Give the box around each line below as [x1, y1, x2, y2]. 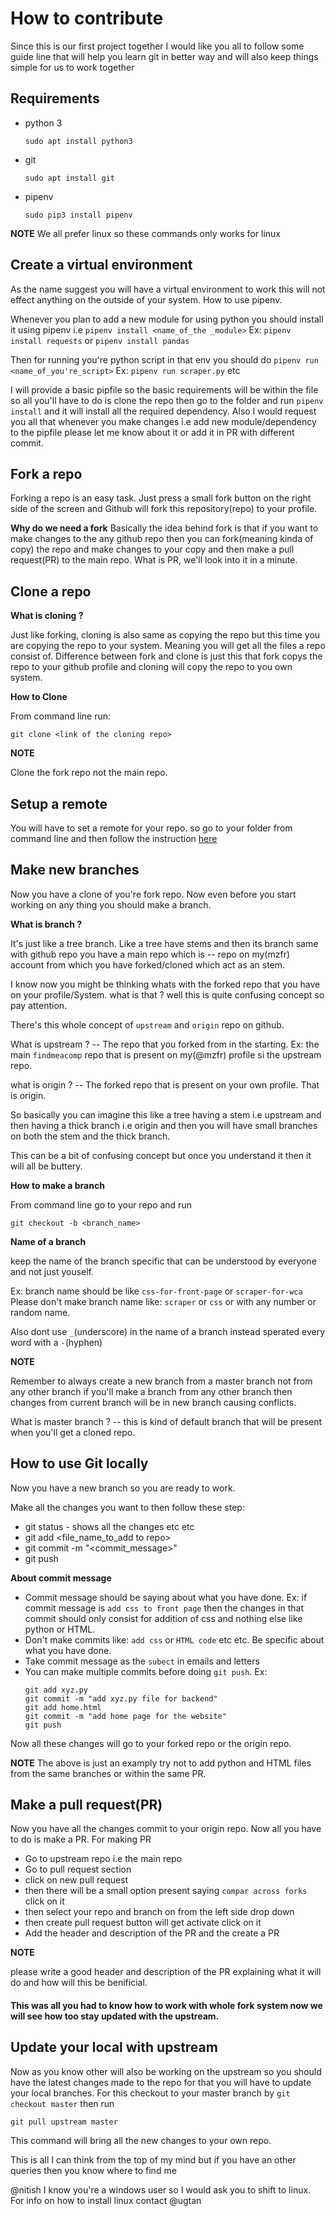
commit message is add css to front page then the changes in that [24, 1602, 304, 1614]
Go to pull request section [24, 1863, 132, 1876]
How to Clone [10, 691, 68, 703]
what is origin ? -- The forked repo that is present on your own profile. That [10, 1078, 320, 1091]
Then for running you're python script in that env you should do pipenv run [10, 353, 319, 366]
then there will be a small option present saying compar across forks [24, 1885, 308, 1897]
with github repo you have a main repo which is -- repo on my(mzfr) [10, 948, 291, 960]
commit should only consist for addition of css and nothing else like [24, 1612, 303, 1624]
